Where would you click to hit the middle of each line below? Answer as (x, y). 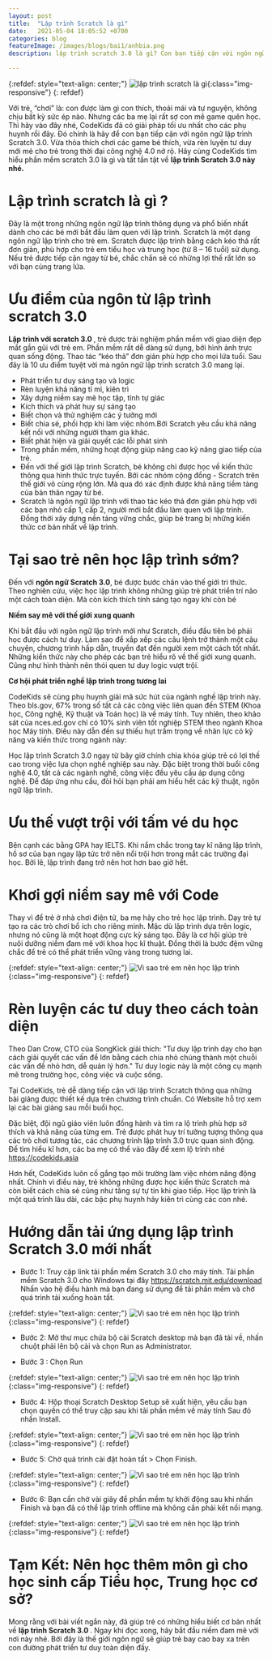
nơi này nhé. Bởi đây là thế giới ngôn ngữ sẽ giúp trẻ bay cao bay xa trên (129, 1639)
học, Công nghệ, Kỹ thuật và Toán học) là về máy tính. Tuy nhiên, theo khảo (135, 713)
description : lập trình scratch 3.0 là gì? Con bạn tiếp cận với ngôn (130, 53)
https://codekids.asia (44, 1157)
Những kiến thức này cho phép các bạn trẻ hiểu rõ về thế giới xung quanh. (132, 657)
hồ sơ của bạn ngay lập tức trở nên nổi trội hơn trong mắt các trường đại (128, 854)
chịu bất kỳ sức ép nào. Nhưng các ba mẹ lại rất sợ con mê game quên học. (135, 117)
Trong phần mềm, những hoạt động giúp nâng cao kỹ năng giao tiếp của (141, 449)
